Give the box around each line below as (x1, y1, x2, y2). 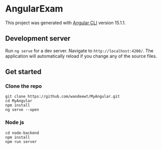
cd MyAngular (5, 99, 33, 104)
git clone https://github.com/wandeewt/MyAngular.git (5, 94, 120, 99)
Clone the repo (5, 83, 42, 90)
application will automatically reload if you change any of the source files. (5, 53, 157, 59)
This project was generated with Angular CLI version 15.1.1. (5, 20, 126, 26)
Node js (5, 119, 25, 126)
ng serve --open (5, 107, 39, 112)
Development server (5, 34, 71, 43)
